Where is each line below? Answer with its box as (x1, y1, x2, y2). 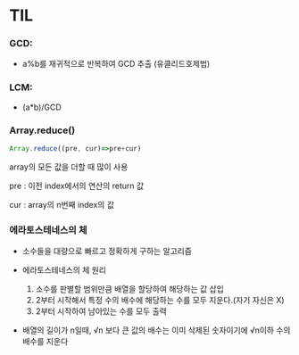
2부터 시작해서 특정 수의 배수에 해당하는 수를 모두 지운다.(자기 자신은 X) (35, 295, 285, 306)
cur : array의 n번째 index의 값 (9, 199, 114, 210)
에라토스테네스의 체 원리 (21, 265, 107, 276)
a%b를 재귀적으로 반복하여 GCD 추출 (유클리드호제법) (21, 59, 211, 70)
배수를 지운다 (21, 336, 69, 347)
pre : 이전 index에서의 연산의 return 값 (9, 180, 145, 191)
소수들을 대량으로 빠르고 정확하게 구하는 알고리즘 (21, 246, 192, 257)
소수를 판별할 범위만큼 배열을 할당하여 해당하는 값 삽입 (35, 284, 225, 294)
